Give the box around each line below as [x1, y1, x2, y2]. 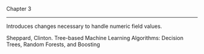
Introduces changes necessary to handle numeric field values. [6, 22, 162, 30]
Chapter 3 [6, 5, 32, 12]
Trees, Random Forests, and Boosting [6, 41, 100, 48]
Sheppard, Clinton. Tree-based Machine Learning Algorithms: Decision [6, 35, 184, 41]
